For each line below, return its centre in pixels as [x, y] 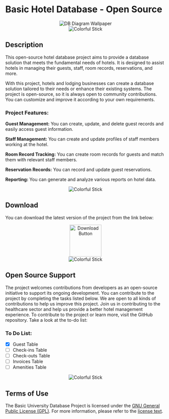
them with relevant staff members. [41, 160]
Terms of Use [27, 393]
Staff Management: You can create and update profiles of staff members [82, 139]
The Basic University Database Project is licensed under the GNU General [83, 406]
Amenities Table [30, 367]
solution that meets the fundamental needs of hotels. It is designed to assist [85, 63]
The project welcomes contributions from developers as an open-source [81, 287]
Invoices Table [28, 361]
